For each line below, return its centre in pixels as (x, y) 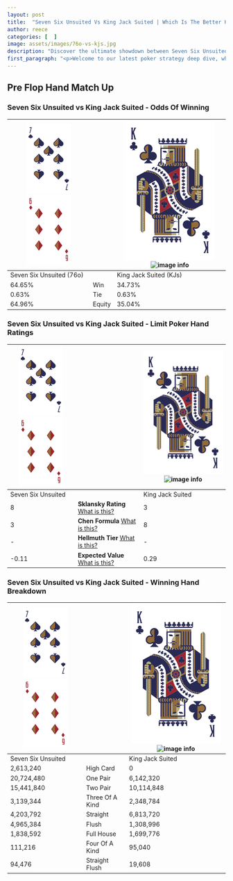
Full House (101, 834)
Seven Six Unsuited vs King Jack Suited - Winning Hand (103, 583)
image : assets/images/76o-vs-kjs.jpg (62, 44)
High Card (101, 768)
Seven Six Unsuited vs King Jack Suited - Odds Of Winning (108, 108)
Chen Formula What (107, 521)
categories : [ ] (32, 37)
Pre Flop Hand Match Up (61, 88)
